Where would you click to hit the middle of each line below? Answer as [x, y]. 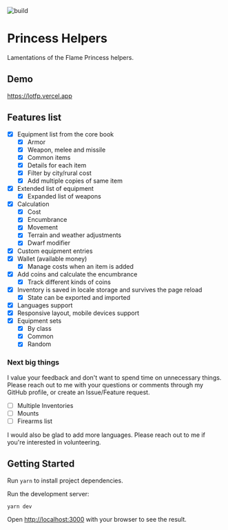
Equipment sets [39, 321]
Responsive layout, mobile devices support [78, 313]
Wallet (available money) [52, 258]
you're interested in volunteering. [54, 442]
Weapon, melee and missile [66, 150]
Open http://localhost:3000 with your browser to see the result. [97, 520]
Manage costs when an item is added [81, 266]
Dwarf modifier [49, 243]
